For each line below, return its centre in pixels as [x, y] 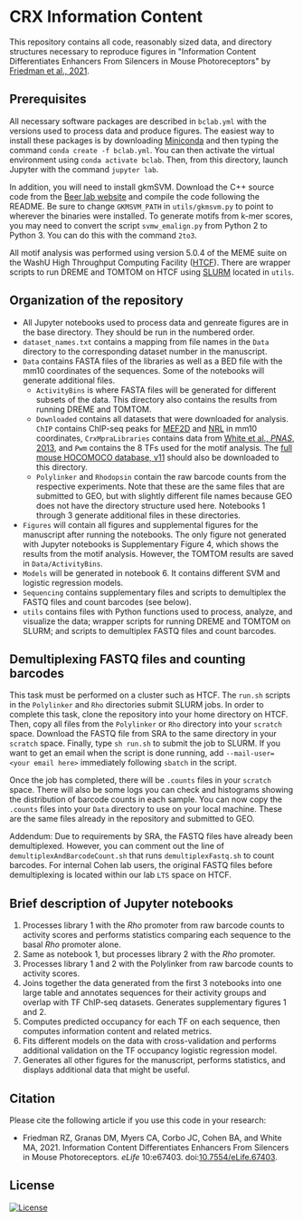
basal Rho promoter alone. [72, 944]
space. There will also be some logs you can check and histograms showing [151, 790]
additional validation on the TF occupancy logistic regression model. [150, 1050]
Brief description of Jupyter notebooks [121, 903]
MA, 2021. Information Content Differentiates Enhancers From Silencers [156, 1148]
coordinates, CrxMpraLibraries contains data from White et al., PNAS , [165, 438]
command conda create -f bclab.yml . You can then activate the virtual [142, 150]
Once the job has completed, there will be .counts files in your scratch [140, 780]
